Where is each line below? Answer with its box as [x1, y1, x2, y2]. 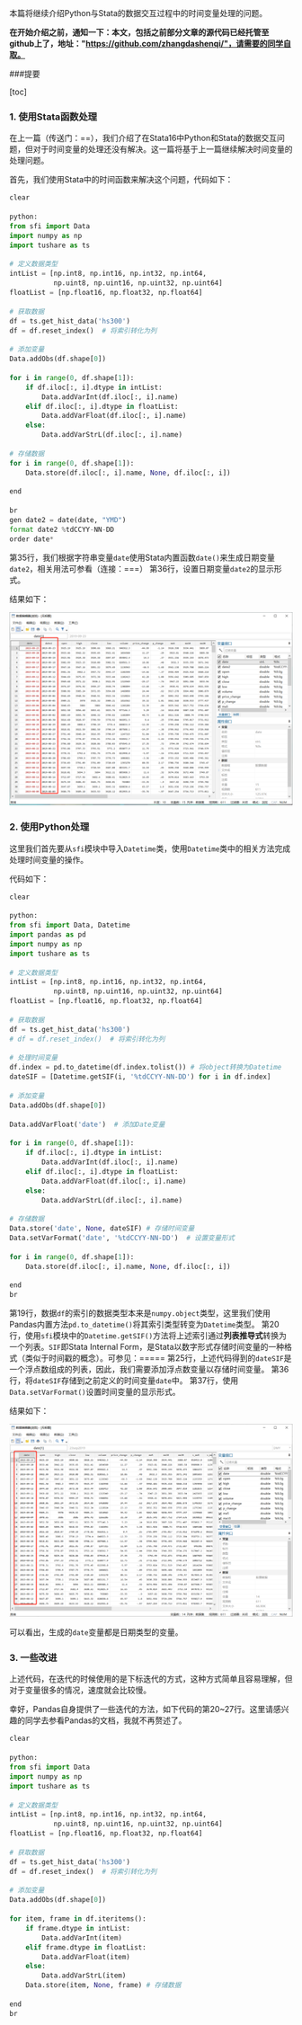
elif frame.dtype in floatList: [25, 1942, 147, 1952]
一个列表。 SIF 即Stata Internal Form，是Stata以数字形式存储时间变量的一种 [9, 1342, 285, 1353]
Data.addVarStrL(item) [41, 1971, 127, 1980]
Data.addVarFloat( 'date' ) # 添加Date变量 [9, 1120, 165, 1129]
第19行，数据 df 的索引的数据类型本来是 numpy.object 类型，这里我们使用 [9, 1308, 271, 1319]
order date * [9, 534, 54, 544]
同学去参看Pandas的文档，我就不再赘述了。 [24, 1715, 187, 1726]
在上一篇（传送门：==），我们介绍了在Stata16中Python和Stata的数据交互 [9, 133, 277, 144]
